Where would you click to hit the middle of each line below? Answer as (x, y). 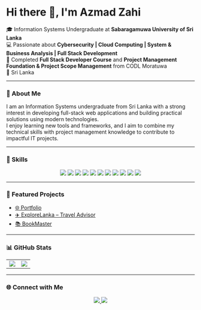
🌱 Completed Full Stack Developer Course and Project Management (92, 59)
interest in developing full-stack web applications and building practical (94, 113)
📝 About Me (24, 94)
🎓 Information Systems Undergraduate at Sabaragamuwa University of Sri (100, 29)
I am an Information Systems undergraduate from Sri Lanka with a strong (96, 107)
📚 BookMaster (33, 224)
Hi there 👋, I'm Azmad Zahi (74, 12)
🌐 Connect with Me (35, 287)
